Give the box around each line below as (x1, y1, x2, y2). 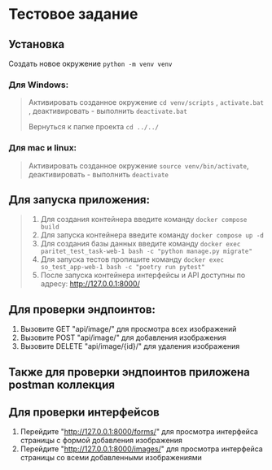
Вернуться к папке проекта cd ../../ (28, 122, 159, 132)
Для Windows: (8, 79, 69, 90)
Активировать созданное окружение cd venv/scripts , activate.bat (28, 98, 265, 107)
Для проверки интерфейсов (8, 406, 160, 419)
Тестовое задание (8, 5, 138, 24)
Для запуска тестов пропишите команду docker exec (40, 255, 224, 264)
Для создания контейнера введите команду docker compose (40, 215, 248, 224)
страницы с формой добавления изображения (20, 436, 183, 446)
